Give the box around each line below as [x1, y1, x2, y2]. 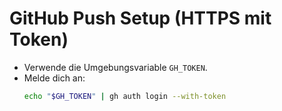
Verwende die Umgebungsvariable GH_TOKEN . [23, 61, 208, 73]
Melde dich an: [23, 72, 86, 84]
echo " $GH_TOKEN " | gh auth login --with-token [23, 91, 227, 101]
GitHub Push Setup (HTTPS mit [9, 7, 272, 30]
